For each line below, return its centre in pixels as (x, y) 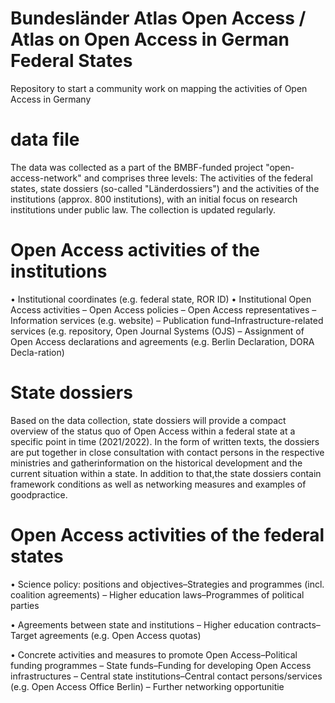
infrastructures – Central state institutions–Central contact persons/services (166, 676)
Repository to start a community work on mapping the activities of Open (159, 88)
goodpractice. (39, 494)
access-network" (46, 178)
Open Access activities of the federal (167, 534)
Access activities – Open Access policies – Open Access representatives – (163, 309)
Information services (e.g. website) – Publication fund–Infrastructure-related (167, 320)
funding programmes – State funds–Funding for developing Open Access (161, 665)
